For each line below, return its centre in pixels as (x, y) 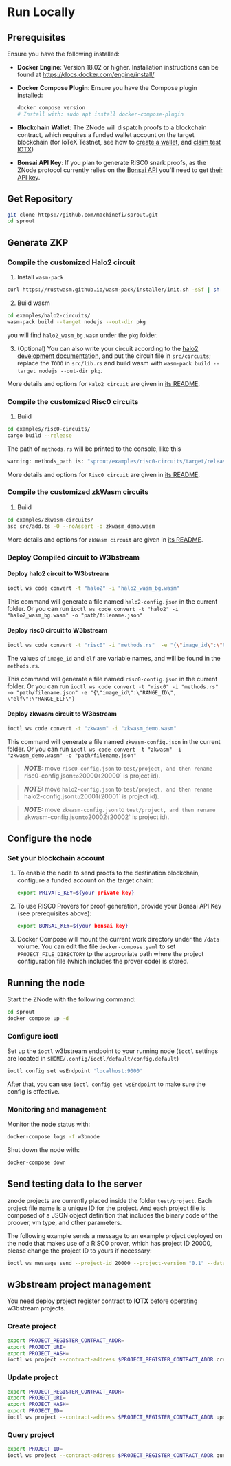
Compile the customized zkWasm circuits (78, 492)
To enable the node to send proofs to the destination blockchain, (109, 873)
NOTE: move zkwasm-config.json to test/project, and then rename (120, 809)
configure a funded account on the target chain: (85, 880)
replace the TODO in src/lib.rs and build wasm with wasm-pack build (114, 363)
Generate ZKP (38, 243)
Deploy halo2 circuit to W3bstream (58, 574)
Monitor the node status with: (49, 1124)
